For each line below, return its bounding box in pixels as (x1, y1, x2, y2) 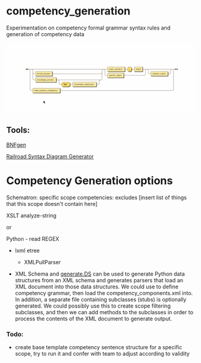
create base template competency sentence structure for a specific (14, 344, 182, 350)
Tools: (6, 125, 30, 135)
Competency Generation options (6, 173, 173, 187)
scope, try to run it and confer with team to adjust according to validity (14, 350, 190, 357)
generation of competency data (6, 30, 85, 37)
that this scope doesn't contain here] (6, 200, 98, 207)
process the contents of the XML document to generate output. (14, 315, 173, 322)
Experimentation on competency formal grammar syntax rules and (6, 24, 170, 31)
